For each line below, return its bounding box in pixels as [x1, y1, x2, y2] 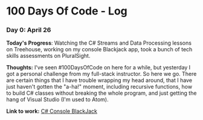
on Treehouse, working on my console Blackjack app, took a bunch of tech [6, 46, 193, 53]
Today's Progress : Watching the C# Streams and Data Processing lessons [6, 39, 192, 46]
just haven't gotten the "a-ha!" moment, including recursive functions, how [6, 83, 192, 90]
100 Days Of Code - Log [6, 4, 128, 18]
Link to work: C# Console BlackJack [6, 107, 98, 115]
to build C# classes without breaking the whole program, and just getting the [6, 89, 197, 97]
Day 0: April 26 [6, 26, 51, 34]
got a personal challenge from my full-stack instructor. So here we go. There [6, 71, 197, 78]
